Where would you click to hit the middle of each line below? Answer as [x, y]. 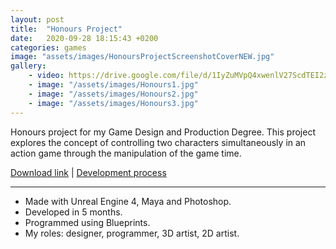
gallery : [28, 66]
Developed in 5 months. [73, 212]
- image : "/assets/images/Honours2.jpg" [113, 94]
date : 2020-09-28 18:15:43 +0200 [84, 38]
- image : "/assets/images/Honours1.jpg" [113, 85]
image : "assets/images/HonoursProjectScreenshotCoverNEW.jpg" [142, 57]
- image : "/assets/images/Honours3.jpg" [113, 103]
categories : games [48, 47]
